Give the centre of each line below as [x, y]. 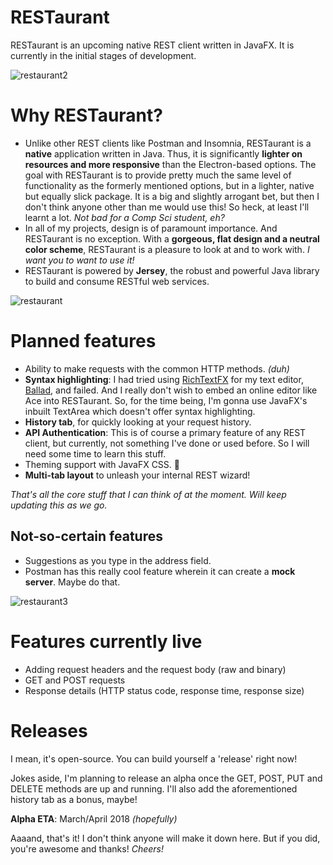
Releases [49, 730]
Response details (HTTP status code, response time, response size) [164, 690]
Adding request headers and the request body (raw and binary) [155, 669]
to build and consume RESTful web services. [117, 281]
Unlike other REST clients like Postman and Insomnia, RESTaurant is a [168, 143]
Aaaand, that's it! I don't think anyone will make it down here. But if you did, [165, 838]
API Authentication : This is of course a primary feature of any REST [165, 432]
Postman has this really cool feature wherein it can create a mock [160, 571]
